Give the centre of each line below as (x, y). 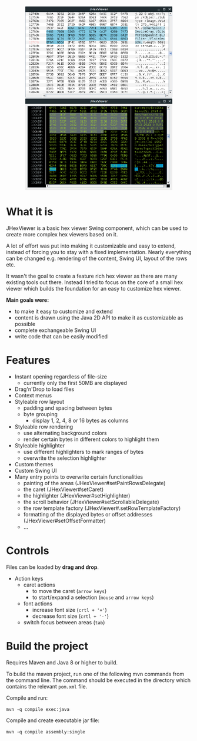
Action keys (29, 578)
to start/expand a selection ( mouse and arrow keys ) (93, 597)
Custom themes (34, 464)
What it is (30, 212)
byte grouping (40, 414)
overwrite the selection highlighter (65, 458)
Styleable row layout (39, 401)
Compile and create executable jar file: (53, 720)
